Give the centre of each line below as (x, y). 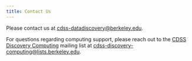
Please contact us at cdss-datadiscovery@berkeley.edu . (75, 28)
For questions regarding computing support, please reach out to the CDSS (96, 39)
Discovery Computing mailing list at (49, 45)
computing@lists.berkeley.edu (43, 51)
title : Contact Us (29, 11)
